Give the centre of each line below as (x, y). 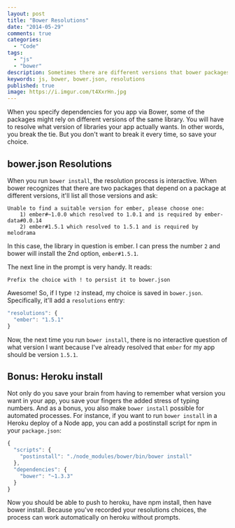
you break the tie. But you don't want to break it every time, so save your (112, 135)
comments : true (29, 33)
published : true (31, 86)
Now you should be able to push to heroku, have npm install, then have (109, 503)
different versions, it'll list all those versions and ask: (83, 195)
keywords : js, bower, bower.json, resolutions (76, 79)
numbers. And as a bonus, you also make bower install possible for (106, 408)
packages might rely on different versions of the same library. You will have (116, 119)
